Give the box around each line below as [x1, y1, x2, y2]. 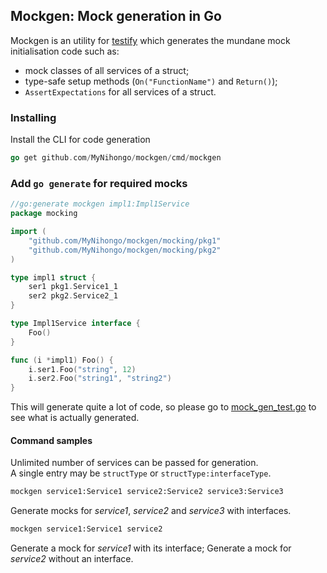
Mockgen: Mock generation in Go [10, 8, 222, 25]
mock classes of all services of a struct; [24, 64, 190, 76]
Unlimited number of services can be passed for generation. [10, 457, 259, 469]
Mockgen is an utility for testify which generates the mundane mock [10, 34, 291, 46]
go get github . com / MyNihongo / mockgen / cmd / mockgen [10, 153, 222, 163]
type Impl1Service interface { [10, 319, 141, 329]
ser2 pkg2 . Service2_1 [28, 291, 118, 301]
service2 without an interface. [10, 553, 134, 565]
